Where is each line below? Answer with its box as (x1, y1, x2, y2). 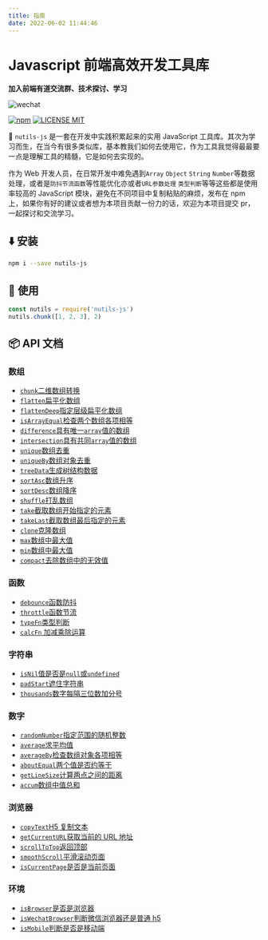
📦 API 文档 (8, 337, 64, 351)
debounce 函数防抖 (19, 597, 77, 607)
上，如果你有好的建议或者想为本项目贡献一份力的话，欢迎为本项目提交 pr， (8, 199, 255, 208)
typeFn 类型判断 (19, 617, 70, 627)
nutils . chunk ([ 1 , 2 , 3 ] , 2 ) (8, 312, 102, 320)
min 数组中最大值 (19, 545, 73, 555)
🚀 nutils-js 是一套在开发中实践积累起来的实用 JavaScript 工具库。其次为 (8, 132, 249, 141)
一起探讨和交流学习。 (8, 208, 78, 218)
